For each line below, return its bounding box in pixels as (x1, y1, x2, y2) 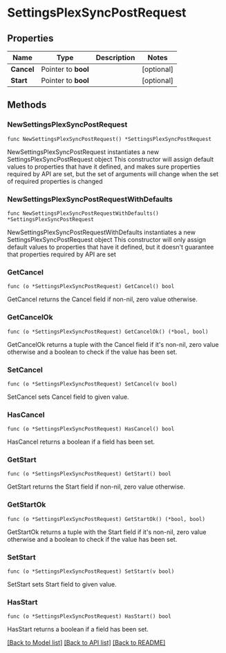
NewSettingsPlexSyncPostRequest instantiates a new (7, 147, 159, 156)
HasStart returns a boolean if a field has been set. (7, 625, 149, 634)
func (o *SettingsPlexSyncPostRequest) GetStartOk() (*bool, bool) (7, 515, 206, 522)
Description (95, 53, 135, 62)
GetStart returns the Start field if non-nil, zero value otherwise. (7, 482, 185, 491)
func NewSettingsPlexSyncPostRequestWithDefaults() (7, 209, 159, 217)
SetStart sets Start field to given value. (7, 580, 117, 589)
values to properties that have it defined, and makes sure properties (7, 162, 200, 171)
